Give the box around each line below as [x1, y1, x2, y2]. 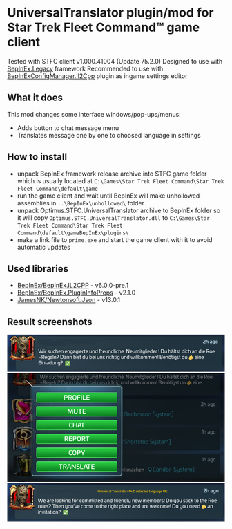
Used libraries [7, 263, 69, 275]
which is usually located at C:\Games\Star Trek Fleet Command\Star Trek [17, 176, 224, 185]
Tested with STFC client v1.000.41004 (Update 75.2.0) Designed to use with [7, 57, 223, 65]
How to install [7, 151, 68, 163]
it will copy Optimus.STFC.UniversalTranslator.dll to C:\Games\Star [17, 213, 211, 222]
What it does [7, 92, 64, 104]
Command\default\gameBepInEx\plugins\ [17, 230, 129, 236]
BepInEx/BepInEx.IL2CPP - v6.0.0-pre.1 [17, 281, 129, 290]
